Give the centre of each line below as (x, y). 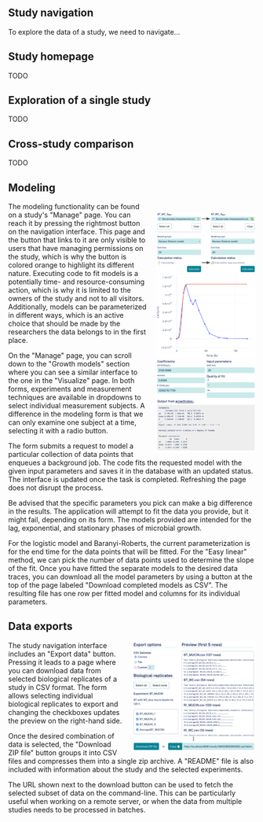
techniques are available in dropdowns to (75, 397)
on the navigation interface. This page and (77, 232)
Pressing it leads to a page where (62, 662)
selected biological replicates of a (63, 679)
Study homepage (51, 57)
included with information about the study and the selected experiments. (126, 769)
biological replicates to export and (63, 704)
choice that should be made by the (64, 324)
